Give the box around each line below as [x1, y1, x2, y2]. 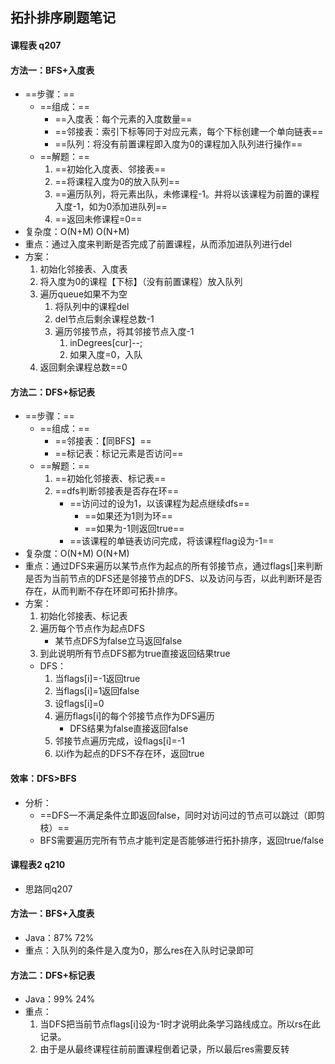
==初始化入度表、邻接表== [54, 163, 167, 175]
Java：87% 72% [24, 932, 95, 943]
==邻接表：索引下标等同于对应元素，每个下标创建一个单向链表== [54, 126, 324, 138]
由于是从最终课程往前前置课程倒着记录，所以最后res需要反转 [39, 1043, 290, 1055]
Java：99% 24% [24, 993, 96, 1005]
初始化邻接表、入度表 [39, 263, 128, 275]
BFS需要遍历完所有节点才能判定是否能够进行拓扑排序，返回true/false [39, 834, 325, 846]
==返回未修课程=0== [54, 213, 143, 225]
